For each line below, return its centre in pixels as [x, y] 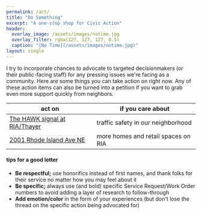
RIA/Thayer [25, 126]
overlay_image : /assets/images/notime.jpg [66, 34]
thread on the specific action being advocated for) [77, 205]
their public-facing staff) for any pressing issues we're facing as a [88, 74]
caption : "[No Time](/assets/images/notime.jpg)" [75, 46]
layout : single [25, 51]
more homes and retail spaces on [144, 136]
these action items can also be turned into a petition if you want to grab [95, 87]
